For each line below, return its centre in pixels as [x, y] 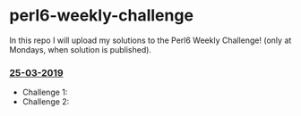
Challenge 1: [45, 92]
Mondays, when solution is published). [81, 49]
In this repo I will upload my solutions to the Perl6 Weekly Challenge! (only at [150, 40]
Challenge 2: [46, 102]
